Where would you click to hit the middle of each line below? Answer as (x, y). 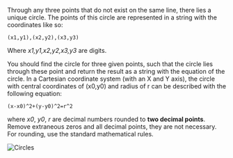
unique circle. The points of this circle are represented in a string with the (112, 17)
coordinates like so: (35, 25)
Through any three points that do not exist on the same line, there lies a (109, 10)
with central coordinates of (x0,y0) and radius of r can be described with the (117, 86)
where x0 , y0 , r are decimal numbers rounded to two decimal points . (106, 119)
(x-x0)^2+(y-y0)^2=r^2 (40, 106)
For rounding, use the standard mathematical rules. (81, 134)
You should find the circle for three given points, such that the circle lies (110, 64)
